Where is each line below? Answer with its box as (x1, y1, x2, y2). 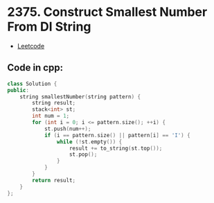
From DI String (7, 19, 91, 35)
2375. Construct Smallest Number (7, 4, 208, 20)
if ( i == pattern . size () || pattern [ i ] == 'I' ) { (44, 132, 190, 139)
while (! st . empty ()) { (56, 138, 123, 145)
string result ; (32, 100, 76, 107)
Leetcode (17, 42, 45, 50)
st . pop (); (69, 151, 98, 158)
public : (7, 87, 30, 94)
